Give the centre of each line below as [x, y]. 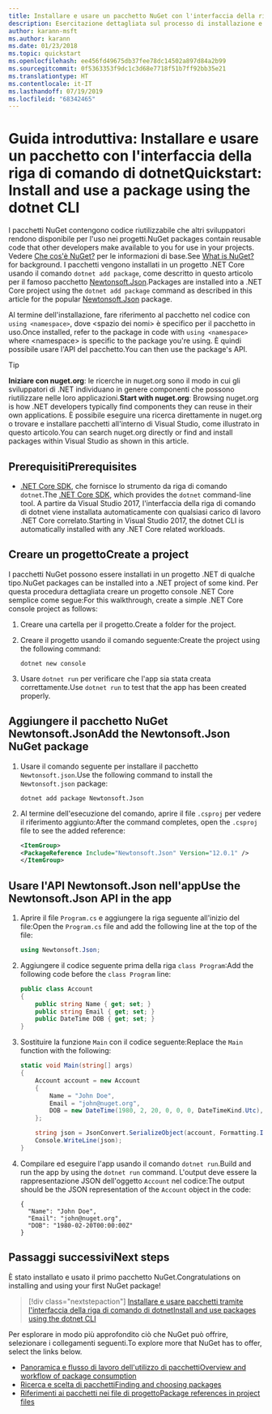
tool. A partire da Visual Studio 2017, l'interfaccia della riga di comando [138, 503]
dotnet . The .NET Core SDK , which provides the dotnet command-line [136, 495]
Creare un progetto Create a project [98, 555]
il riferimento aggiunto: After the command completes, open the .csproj [139, 822]
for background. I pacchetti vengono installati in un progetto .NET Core [127, 265]
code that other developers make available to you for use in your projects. [132, 247]
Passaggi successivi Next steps [89, 1258]
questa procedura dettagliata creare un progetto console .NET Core [121, 591]
